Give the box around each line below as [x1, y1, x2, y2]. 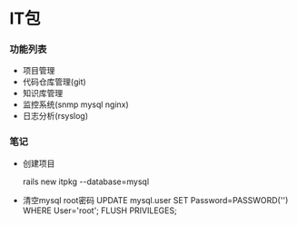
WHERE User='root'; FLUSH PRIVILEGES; [22, 205, 177, 216]
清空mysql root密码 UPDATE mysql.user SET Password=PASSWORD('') [22, 194, 289, 205]
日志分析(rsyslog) [22, 111, 89, 122]
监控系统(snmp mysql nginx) [22, 99, 129, 110]
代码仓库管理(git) [22, 76, 86, 87]
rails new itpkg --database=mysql [22, 176, 150, 187]
